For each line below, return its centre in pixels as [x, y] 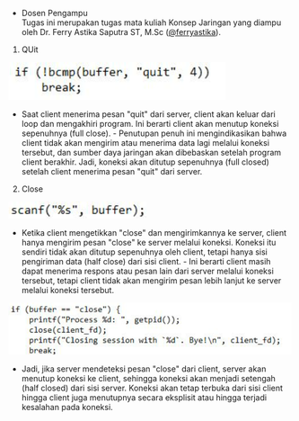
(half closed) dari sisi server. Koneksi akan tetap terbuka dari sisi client [152, 388]
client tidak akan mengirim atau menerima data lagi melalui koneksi [145, 143]
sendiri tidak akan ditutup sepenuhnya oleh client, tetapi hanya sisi [145, 252]
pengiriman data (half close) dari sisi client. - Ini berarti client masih [146, 261]
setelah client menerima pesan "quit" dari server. [112, 171]
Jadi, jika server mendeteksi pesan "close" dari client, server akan [144, 369]
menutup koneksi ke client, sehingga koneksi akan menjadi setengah [148, 379]
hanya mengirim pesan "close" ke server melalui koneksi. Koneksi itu [149, 242]
